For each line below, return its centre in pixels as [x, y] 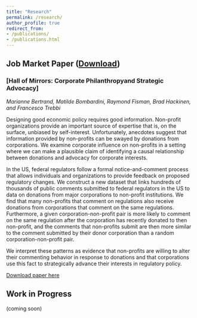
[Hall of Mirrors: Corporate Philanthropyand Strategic [85, 81]
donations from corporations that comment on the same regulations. [90, 207]
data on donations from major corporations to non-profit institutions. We [95, 195]
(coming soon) [24, 308]
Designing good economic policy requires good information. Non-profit [93, 119]
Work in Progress [39, 294]
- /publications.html [33, 40]
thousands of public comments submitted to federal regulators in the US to [98, 188]
